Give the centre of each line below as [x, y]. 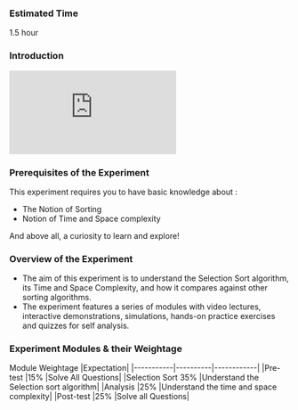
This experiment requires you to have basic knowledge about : [124, 192]
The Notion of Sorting [62, 209]
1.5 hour [24, 33]
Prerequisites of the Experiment [79, 172]
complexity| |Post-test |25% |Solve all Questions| [99, 397]
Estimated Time [44, 13]
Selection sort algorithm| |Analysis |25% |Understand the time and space [143, 387]
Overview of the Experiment [71, 258]
